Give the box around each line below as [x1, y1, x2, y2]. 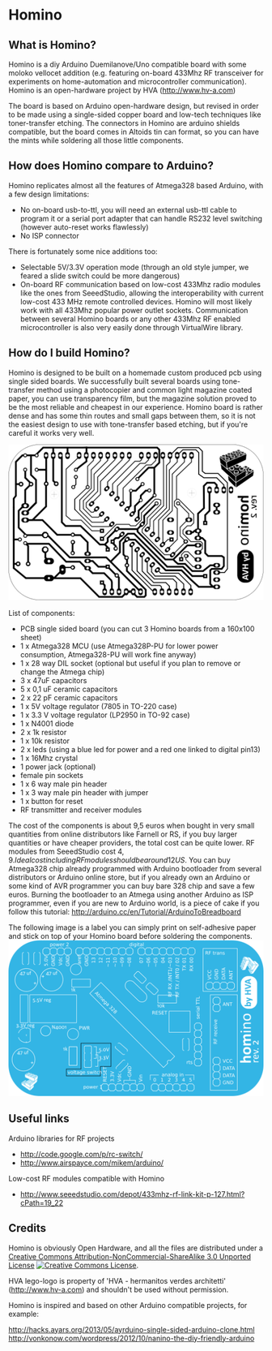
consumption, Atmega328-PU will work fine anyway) [19, 649, 197, 659]
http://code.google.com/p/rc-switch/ [19, 1149, 143, 1159]
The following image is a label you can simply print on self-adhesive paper [8, 923, 257, 932]
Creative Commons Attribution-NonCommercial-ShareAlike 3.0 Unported [8, 1251, 252, 1261]
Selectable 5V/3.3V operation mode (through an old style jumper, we [19, 262, 249, 272]
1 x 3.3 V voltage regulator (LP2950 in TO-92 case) [19, 710, 190, 720]
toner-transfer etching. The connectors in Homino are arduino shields [8, 118, 240, 127]
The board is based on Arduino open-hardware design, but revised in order [8, 101, 259, 110]
